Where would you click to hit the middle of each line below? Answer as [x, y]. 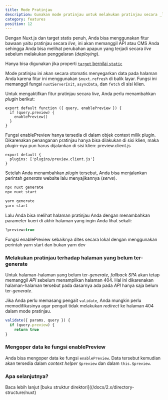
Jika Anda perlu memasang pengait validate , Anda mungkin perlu [73, 300]
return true [26, 329]
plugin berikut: [20, 99]
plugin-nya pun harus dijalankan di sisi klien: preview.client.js [68, 146]
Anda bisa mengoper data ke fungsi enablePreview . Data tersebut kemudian [83, 358]
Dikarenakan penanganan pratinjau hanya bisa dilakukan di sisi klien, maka [82, 140]
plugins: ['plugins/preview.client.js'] [52, 159]
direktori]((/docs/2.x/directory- [102, 387]
